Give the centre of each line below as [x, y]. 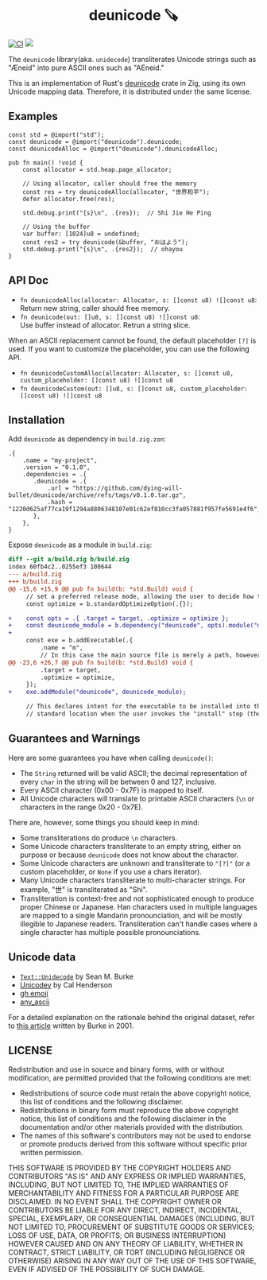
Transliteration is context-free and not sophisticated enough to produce [137, 898]
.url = [58, 489]
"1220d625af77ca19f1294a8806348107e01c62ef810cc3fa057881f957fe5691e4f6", [135, 510]
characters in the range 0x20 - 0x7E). [81, 807]
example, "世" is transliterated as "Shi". [83, 889]
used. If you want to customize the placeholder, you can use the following [129, 349]
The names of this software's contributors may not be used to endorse [135, 1136]
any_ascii [35, 1002]
